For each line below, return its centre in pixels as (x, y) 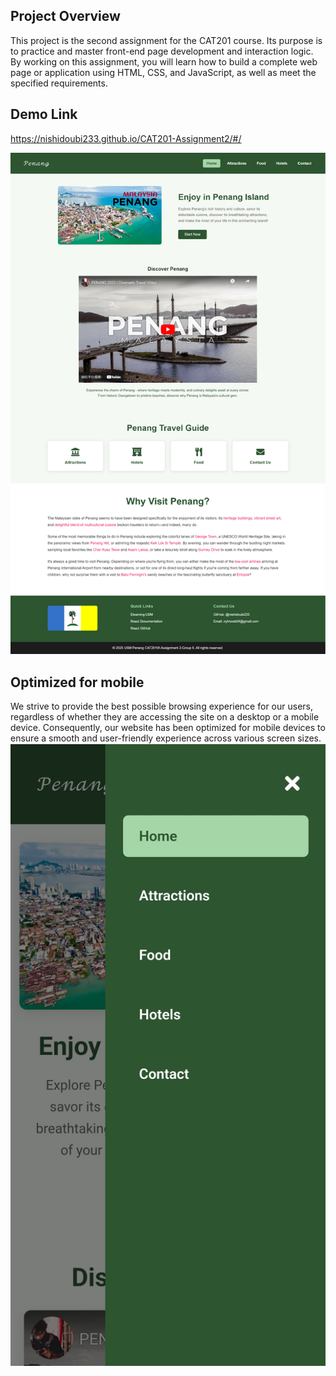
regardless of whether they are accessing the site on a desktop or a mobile (165, 717)
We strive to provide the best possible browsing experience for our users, (161, 706)
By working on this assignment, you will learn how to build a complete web (164, 61)
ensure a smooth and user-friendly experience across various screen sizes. (166, 738)
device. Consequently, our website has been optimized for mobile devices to (168, 728)
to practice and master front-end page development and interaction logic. (162, 51)
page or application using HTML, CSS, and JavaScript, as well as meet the (163, 72)
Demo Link (44, 114)
